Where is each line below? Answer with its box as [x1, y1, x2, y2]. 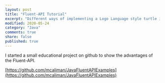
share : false [5, 35, 32, 40]
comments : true [5, 30, 36, 35]
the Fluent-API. [5, 57, 35, 63]
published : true [5, 39, 38, 44]
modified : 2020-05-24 [5, 21, 50, 26]
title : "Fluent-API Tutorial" [5, 12, 67, 17]
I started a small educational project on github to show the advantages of [5, 52, 153, 58]
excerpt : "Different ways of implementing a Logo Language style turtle [5, 16, 157, 21]
